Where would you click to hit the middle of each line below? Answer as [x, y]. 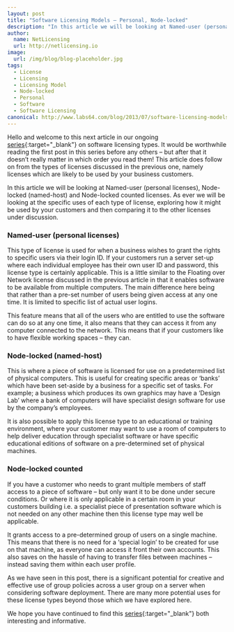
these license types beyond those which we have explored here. [100, 600]
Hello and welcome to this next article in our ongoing [83, 137]
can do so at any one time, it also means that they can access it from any [112, 323]
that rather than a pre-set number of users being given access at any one [112, 294]
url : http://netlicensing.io [56, 46]
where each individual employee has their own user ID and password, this [113, 264]
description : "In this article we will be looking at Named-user [104, 26]
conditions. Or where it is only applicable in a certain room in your [102, 499]
